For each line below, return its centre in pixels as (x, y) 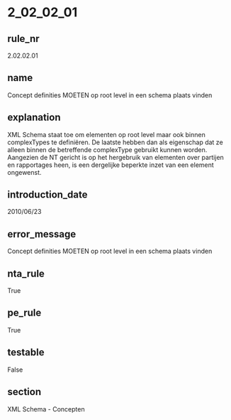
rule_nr (24, 39)
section (24, 392)
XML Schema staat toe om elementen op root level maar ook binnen (106, 134)
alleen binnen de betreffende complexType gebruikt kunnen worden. (107, 149)
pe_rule (24, 313)
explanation (34, 118)
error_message (42, 234)
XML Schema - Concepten (46, 409)
